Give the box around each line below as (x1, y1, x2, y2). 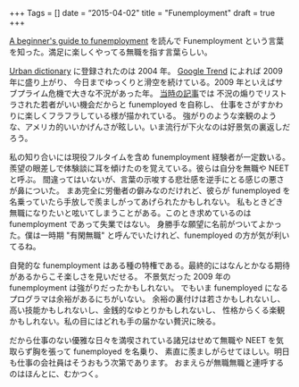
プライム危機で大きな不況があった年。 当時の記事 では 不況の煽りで (16, 88, 264, 98)
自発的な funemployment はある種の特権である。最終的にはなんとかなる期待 (9, 260, 291, 271)
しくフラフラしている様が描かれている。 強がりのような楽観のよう (32, 111, 278, 121)
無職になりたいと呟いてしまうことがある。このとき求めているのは (9, 207, 252, 218)
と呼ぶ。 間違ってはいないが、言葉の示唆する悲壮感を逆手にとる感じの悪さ (9, 174, 285, 184)
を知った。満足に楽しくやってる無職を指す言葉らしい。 (9, 46, 212, 57)
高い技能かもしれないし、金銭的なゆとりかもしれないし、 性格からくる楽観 (9, 305, 286, 315)
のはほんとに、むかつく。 (9, 368, 104, 379)
